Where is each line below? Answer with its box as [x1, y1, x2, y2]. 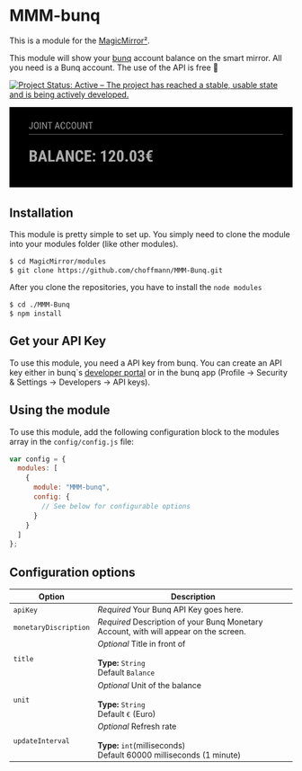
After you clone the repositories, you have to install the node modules [9, 281, 262, 292]
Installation [9, 205, 74, 220]
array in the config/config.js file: [9, 436, 135, 447]
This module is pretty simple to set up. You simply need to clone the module [9, 228, 290, 239]
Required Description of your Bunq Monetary [97, 616, 263, 627]
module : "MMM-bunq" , [32, 483, 111, 492]
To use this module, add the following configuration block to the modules [9, 426, 280, 437]
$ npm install [9, 309, 63, 318]
